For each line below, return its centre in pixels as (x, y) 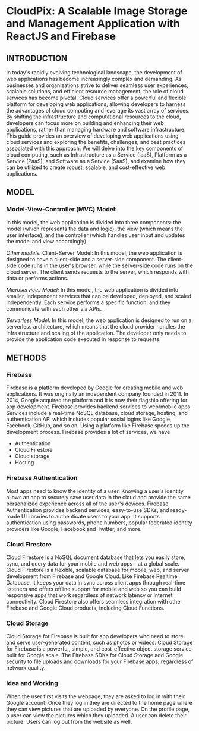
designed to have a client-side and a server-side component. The (86, 259)
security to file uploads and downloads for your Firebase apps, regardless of (100, 661)
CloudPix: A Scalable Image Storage (97, 11)
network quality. (26, 668)
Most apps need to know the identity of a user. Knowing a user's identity (95, 491)
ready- (179, 510)
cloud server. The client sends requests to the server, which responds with (97, 271)
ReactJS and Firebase (61, 36)
